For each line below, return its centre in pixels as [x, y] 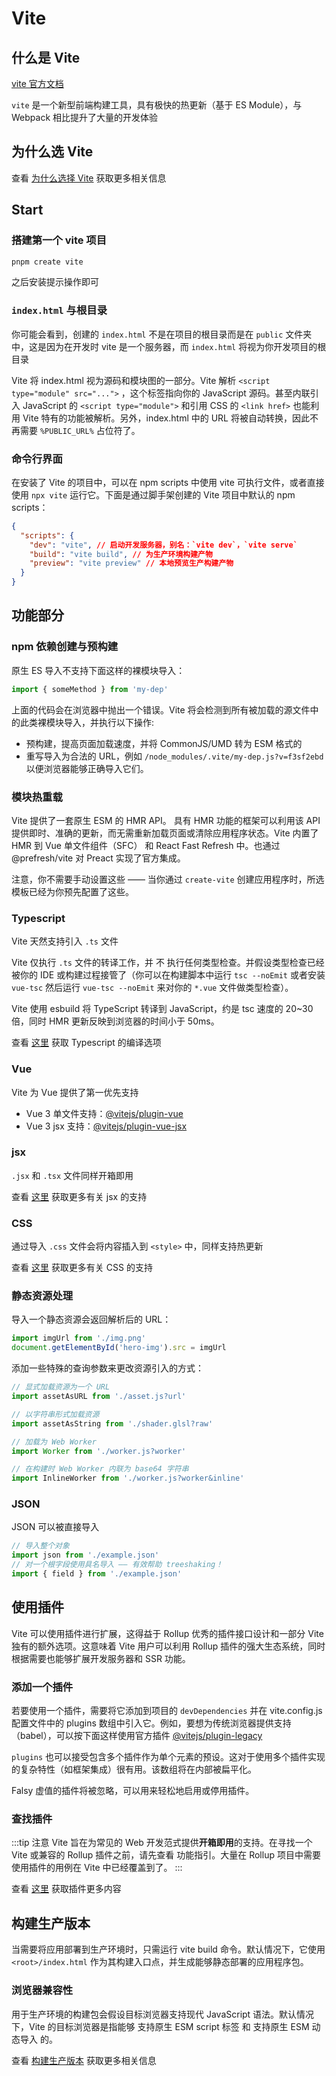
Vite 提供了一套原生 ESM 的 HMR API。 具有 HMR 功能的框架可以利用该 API [166, 820]
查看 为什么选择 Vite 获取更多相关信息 [89, 178]
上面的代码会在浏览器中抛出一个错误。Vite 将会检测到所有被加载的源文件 [161, 709]
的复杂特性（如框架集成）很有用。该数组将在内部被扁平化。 [134, 1769]
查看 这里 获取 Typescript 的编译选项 [86, 1043]
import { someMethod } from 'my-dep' [90, 689]
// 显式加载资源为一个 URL [61, 1387]
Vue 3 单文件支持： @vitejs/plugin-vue [104, 1113]
